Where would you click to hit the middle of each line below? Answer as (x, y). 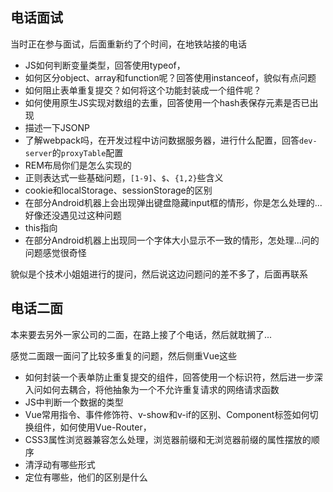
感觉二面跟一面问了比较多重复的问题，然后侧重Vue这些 (124, 355)
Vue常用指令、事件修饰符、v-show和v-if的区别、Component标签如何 (167, 414)
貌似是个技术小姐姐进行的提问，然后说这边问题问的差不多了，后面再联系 (159, 274)
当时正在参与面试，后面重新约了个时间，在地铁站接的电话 (128, 44)
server (38, 153)
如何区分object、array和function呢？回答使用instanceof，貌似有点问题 (170, 77)
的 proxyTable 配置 (87, 152)
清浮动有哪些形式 (60, 464)
